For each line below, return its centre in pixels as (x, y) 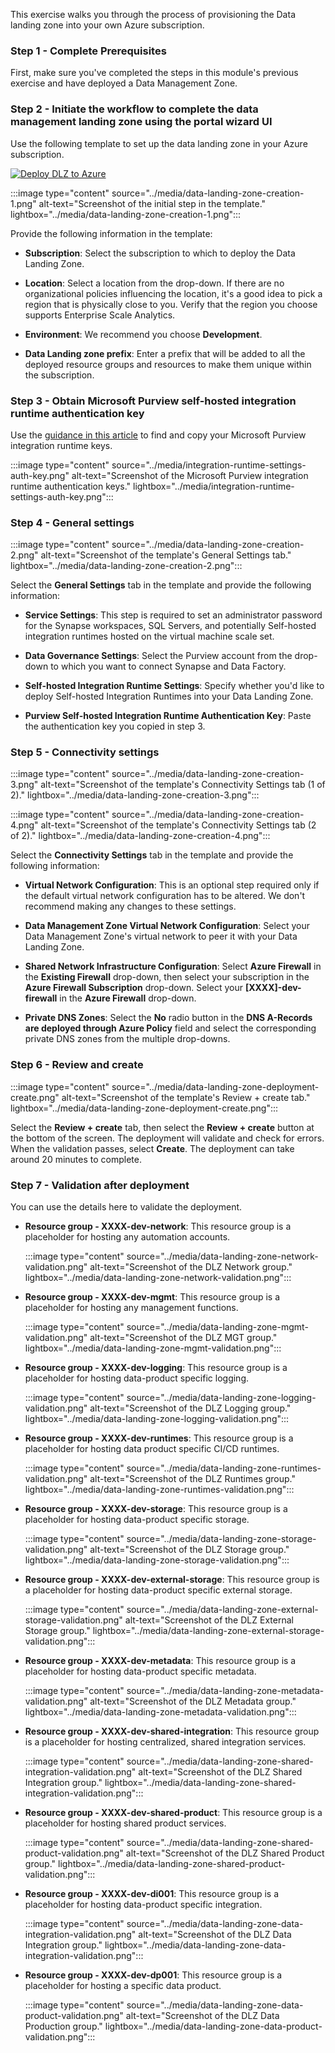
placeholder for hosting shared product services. (125, 1823)
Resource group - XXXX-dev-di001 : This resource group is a (152, 1894)
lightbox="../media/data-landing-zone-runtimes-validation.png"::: (159, 1490)
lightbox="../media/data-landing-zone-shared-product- (172, 1864)
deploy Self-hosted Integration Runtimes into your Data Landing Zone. (169, 696)
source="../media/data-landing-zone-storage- (221, 1539)
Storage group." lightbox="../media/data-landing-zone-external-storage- (174, 1631)
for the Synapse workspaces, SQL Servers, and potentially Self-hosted (170, 626)
